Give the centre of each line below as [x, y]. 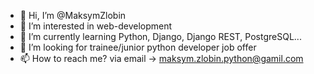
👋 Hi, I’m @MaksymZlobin [73, 15]
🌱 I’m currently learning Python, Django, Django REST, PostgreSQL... [160, 36]
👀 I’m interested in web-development [96, 26]
